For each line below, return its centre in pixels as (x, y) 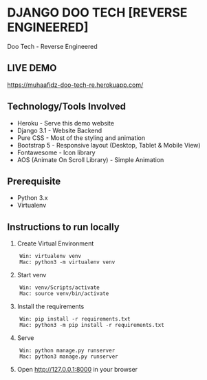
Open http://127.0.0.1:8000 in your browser (77, 370)
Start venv (32, 275)
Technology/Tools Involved (66, 107)
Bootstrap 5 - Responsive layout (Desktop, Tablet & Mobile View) (109, 145)
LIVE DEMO (32, 68)
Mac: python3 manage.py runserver (69, 357)
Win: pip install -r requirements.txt (75, 319)
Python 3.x (32, 198)
